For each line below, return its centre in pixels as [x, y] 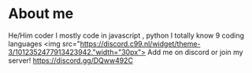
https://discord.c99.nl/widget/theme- [140, 43]
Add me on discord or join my [195, 52]
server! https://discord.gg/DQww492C [71, 60]
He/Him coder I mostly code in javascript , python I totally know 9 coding [126, 35]
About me [41, 14]
